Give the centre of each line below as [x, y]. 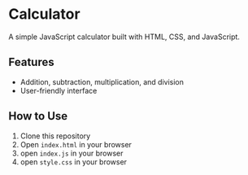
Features [31, 62]
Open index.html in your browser [76, 144]
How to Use [38, 116]
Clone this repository [55, 136]
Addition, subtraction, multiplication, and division [102, 81]
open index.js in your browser [72, 153]
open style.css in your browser [74, 162]
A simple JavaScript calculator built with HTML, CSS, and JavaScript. [124, 37]
